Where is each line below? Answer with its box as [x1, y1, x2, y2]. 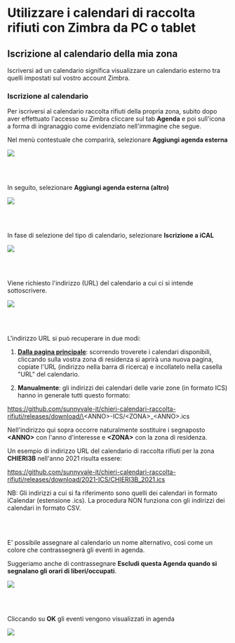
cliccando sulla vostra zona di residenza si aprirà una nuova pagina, [17, 356, 214, 364]
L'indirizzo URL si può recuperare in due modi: [7, 334, 141, 343]
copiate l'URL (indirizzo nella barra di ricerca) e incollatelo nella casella [17, 363, 222, 371]
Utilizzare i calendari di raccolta [7, 5, 196, 21]
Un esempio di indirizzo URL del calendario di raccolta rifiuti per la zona [7, 447, 215, 455]
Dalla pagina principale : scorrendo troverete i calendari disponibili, [17, 348, 212, 356]
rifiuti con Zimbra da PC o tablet [7, 20, 196, 36]
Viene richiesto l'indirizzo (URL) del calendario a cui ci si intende [7, 279, 194, 287]
